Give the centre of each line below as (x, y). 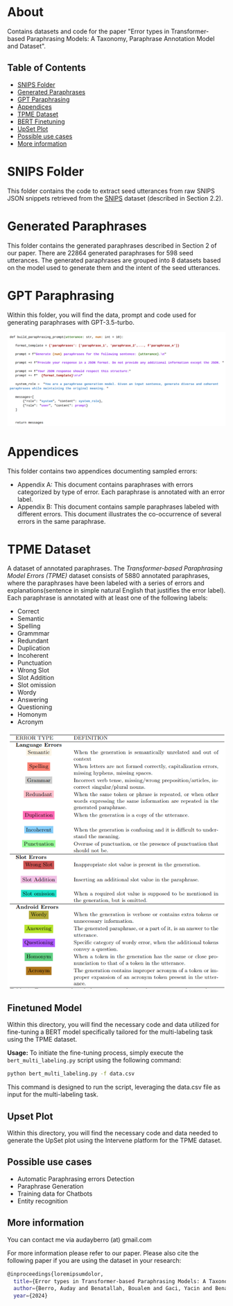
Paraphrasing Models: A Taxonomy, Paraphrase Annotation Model (121, 38)
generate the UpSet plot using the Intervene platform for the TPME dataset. (114, 1140)
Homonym (32, 715)
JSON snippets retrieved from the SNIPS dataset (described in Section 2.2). (115, 198)
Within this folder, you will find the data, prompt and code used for (102, 315)
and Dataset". (27, 46)
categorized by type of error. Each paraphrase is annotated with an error (121, 492)
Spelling (29, 626)
